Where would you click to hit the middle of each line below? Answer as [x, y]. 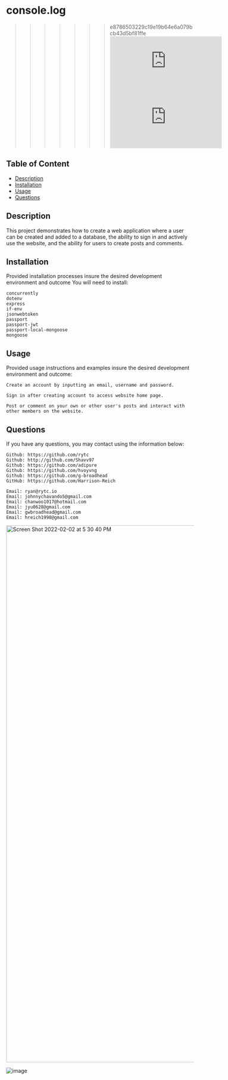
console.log [36, 10]
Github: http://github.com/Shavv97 [50, 460]
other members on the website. [45, 411]
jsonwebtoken [22, 314]
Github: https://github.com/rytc [48, 455]
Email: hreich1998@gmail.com [42, 517]
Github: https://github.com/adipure [51, 465]
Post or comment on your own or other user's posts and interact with [96, 406]
